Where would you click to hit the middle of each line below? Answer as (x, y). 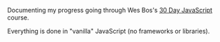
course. (18, 17)
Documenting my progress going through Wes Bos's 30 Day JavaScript (110, 10)
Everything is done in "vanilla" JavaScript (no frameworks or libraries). (109, 31)
